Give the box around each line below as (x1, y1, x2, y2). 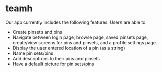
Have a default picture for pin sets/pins (12, 61, 94, 67)
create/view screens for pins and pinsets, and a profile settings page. (12, 39, 157, 45)
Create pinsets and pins (12, 29, 62, 35)
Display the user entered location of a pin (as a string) (12, 45, 125, 51)
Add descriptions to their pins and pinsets (12, 55, 100, 61)
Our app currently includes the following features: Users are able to (5, 19, 146, 25)
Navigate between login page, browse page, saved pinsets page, (12, 34, 148, 40)
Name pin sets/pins (12, 50, 53, 56)
